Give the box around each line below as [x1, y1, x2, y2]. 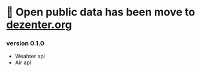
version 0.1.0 [6, 39, 45, 48]
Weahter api [14, 53, 45, 60]
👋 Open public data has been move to [6, 5, 196, 19]
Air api [14, 59, 31, 66]
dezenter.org [6, 18, 72, 32]
